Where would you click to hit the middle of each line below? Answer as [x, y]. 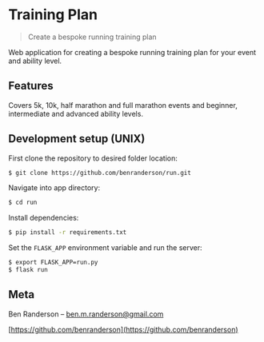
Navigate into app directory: [54, 188]
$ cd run [23, 203]
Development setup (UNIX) [77, 139]
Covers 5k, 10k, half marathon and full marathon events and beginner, [123, 105]
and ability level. [35, 61]
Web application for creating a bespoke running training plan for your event [132, 52]
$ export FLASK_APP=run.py [53, 262]
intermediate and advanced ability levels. [76, 113]
